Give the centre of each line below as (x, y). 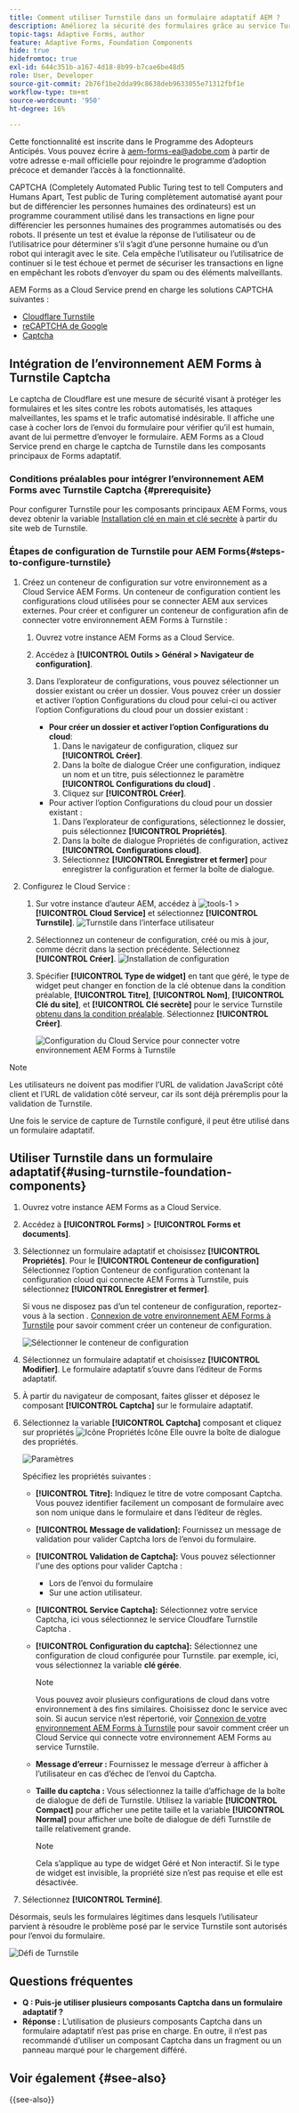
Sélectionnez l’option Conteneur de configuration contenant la (136, 1270)
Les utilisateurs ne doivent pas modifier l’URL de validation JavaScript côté (146, 1085)
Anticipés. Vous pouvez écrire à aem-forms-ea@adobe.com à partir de (139, 152)
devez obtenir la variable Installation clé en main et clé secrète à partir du (143, 519)
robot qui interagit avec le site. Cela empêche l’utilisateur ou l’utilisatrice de (146, 254)
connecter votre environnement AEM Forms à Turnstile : (125, 619)
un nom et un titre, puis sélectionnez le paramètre (153, 774)
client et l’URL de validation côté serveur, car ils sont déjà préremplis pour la (149, 1093)
